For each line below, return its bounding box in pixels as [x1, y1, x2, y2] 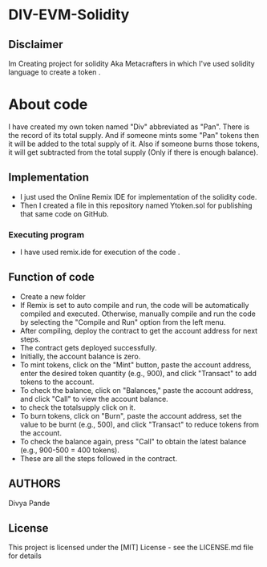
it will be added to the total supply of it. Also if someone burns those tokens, [8, 139, 260, 148]
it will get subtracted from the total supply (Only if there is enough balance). [8, 147, 259, 157]
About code [8, 95, 88, 114]
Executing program [8, 229, 85, 240]
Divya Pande [8, 498, 51, 508]
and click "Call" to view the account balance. [19, 394, 168, 403]
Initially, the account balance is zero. [19, 351, 141, 361]
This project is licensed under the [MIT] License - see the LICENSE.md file [8, 543, 254, 553]
